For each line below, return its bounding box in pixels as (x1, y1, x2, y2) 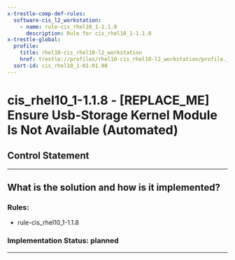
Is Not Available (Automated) (7, 122, 178, 138)
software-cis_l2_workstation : (13, 17, 101, 24)
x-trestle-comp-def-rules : (7, 10, 86, 17)
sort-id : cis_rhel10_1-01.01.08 (13, 62, 108, 69)
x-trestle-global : (7, 36, 61, 43)
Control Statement (7, 150, 90, 161)
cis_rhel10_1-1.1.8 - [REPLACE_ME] (7, 92, 210, 108)
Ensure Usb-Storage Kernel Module (7, 107, 218, 123)
